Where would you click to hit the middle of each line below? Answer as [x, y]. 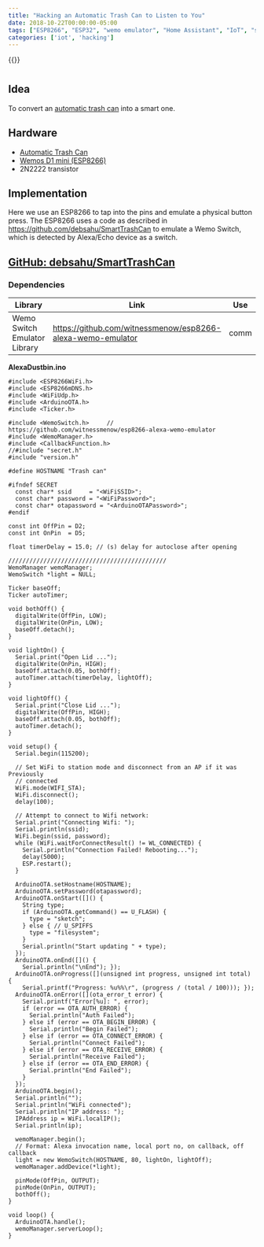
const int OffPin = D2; [47, 527]
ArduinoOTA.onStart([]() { [59, 898]
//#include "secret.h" [45, 451]
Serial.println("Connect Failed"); [87, 1043]
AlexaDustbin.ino [37, 368]
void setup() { [33, 747]
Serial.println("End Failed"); [80, 1071]
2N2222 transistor [49, 168]
